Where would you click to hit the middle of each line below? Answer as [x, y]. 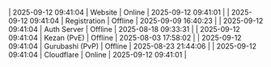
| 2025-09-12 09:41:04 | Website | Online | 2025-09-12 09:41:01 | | [119, 12]
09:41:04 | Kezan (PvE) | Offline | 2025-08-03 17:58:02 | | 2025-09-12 [125, 37]
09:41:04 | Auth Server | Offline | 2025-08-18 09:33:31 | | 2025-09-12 [124, 29]
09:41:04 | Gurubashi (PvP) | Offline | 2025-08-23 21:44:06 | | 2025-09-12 [133, 46]
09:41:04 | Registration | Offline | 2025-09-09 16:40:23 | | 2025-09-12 [146, 21]
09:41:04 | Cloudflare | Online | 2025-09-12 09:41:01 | [98, 55]
